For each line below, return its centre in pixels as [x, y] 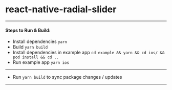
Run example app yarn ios [41, 62]
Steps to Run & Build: [28, 30]
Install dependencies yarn [40, 41]
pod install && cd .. [36, 57]
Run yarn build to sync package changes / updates [67, 77]
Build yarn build [30, 47]
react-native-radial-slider [61, 9]
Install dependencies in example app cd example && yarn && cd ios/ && [89, 53]
